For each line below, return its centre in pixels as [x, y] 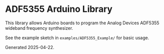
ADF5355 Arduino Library [59, 9]
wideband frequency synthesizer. [39, 28]
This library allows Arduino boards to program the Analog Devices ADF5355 [82, 23]
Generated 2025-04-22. [30, 47]
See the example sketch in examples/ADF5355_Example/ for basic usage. [77, 38]
